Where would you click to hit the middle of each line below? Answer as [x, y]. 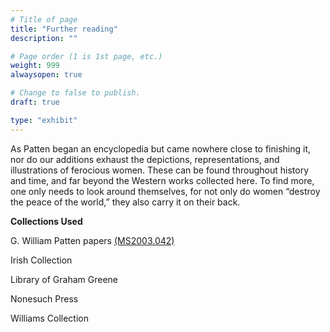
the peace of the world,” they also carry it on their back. [125, 202]
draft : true [35, 102]
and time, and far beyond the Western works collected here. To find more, [162, 180]
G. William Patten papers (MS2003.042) [92, 240]
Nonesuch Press [44, 298]
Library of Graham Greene [64, 279]
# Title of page [44, 19]
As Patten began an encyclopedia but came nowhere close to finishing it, [160, 148]
